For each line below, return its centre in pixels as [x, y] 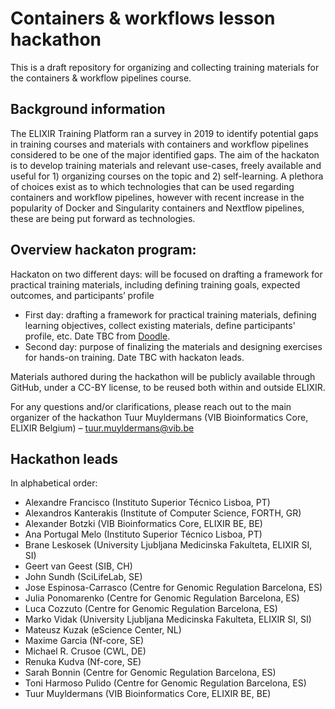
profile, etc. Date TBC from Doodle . [97, 336]
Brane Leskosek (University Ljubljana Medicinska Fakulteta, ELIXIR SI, [168, 545]
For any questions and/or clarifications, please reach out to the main [151, 406]
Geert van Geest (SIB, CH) [78, 566]
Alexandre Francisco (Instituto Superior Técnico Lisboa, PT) [147, 503]
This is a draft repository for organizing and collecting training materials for [165, 67]
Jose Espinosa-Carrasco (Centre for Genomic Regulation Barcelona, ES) [173, 588]
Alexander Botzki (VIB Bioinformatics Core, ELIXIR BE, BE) [143, 524]
